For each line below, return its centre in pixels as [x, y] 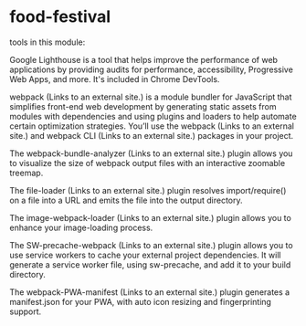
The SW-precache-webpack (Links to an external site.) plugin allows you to [152, 245]
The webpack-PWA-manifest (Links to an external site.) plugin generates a [150, 292]
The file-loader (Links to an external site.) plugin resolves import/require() [148, 190]
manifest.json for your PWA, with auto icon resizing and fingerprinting [141, 301]
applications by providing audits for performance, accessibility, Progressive [152, 69]
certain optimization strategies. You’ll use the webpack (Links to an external [152, 126]
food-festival [60, 17]
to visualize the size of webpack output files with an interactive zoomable [148, 163]
